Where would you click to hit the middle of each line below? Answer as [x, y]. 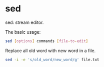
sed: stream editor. [24, 22]
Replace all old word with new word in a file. [50, 51]
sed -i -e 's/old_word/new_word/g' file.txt [52, 60]
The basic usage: [23, 32]
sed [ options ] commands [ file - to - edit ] [47, 41]
